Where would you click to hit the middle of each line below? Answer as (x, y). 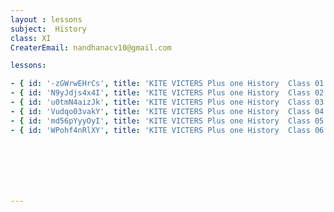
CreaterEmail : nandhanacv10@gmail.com (91, 47)
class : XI (31, 38)
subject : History (48, 29)
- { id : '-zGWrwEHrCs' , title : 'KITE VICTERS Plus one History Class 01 (167, 84)
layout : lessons (46, 19)
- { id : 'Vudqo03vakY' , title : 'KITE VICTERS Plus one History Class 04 (167, 111)
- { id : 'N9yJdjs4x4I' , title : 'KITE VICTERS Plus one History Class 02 (167, 93)
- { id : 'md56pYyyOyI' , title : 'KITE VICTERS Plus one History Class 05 (167, 121)
